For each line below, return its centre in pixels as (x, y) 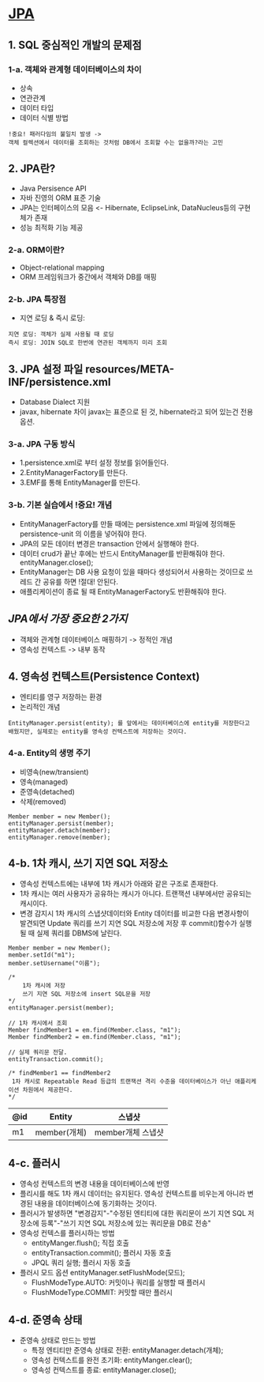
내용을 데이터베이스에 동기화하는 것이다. (96, 1203)
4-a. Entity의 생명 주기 (49, 753)
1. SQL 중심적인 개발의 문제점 (75, 45)
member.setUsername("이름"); (54, 964)
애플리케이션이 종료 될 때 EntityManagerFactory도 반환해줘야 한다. (123, 591)
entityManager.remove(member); (59, 837)
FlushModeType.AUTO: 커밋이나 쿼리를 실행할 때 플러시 (118, 1282)
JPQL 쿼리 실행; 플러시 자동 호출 (81, 1263)
